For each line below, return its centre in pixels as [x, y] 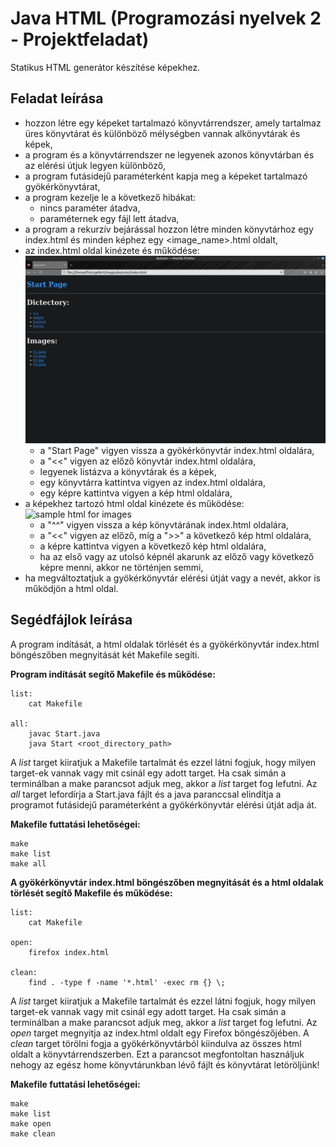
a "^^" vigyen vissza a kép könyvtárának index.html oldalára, [164, 524]
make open [31, 1123]
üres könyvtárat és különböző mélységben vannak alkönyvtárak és [162, 133]
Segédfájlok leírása [71, 620]
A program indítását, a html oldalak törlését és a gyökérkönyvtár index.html [165, 644]
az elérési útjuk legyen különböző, [95, 165]
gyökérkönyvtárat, [62, 186]
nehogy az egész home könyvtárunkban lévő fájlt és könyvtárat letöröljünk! [165, 1064]
